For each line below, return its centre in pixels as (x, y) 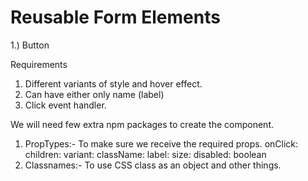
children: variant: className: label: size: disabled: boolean (145, 154)
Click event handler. (65, 105)
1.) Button (30, 45)
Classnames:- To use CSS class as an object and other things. (153, 165)
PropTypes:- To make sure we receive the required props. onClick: (161, 143)
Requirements (39, 64)
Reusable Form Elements (115, 17)
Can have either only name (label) (94, 94)
